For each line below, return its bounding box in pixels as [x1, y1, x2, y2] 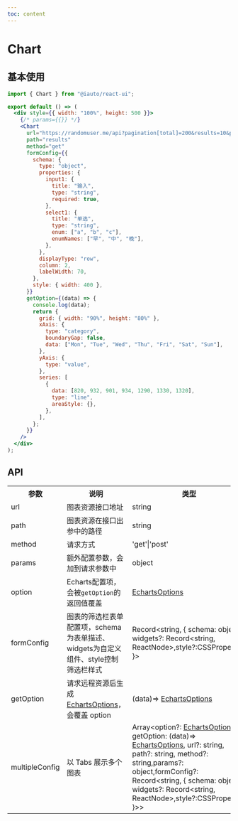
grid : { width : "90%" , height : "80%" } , [38, 314, 160, 322]
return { [33, 308, 59, 315]
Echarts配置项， [67, 576, 121, 586]
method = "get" [25, 143, 65, 150]
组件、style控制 [67, 654, 119, 664]
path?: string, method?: [132, 748, 209, 758]
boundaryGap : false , [45, 335, 106, 342]
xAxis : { [38, 321, 65, 328]
